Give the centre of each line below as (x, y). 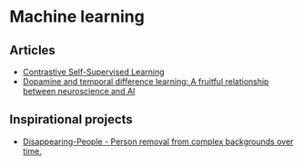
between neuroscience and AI (79, 91)
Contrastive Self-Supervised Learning (94, 72)
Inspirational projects (71, 120)
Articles (33, 50)
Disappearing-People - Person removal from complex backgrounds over (158, 141)
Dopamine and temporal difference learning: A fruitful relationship (146, 82)
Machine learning (77, 17)
